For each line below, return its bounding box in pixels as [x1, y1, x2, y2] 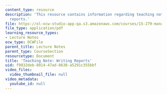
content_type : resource [5, 7, 55, 12]
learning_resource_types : [5, 30, 59, 35]
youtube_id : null [9, 81, 46, 86]
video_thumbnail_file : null [9, 72, 68, 77]
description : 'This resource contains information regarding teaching [5, 12, 155, 17]
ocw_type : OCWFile [5, 40, 43, 45]
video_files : [5, 68, 32, 73]
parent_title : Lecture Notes [5, 44, 66, 49]
